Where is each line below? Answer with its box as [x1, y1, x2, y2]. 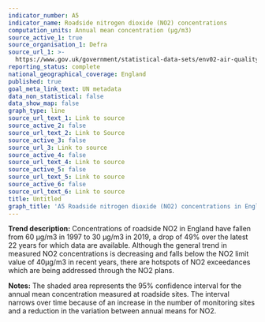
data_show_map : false [8, 99, 80, 107]
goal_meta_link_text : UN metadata [8, 84, 122, 93]
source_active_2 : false [8, 122, 87, 129]
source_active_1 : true [8, 33, 83, 42]
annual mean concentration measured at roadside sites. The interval [8, 290, 230, 299]
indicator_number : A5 [8, 11, 80, 20]
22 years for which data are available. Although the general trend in [8, 241, 227, 250]
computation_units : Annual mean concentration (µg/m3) [8, 26, 192, 34]
